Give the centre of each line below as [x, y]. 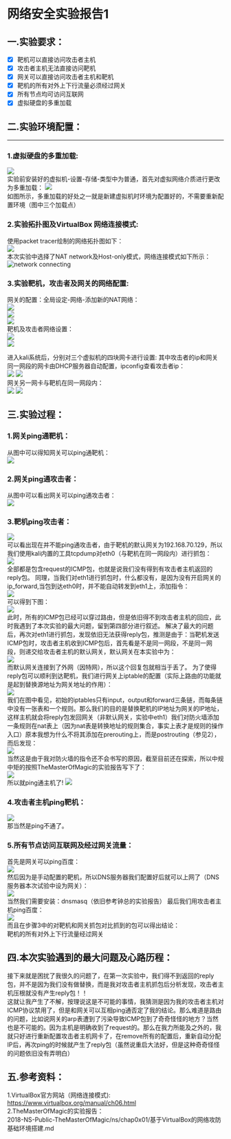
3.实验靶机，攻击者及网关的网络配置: [68, 283]
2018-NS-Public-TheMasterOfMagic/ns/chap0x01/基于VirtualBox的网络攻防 [114, 1119]
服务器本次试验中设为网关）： [48, 885]
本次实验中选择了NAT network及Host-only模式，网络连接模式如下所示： [109, 256]
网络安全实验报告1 [58, 14]
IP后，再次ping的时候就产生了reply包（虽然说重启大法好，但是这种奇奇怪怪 [113, 1045]
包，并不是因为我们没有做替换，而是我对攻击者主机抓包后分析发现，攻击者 [112, 984]
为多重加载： [25, 188]
